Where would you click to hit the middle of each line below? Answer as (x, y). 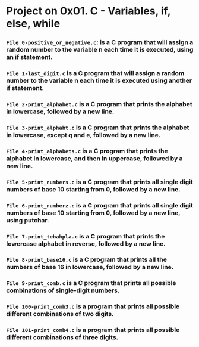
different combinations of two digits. (60, 314)
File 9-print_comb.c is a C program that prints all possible (91, 283)
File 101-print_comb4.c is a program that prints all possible (93, 330)
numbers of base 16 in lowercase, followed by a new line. (90, 267)
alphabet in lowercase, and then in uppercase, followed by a (94, 158)
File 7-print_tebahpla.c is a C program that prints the (86, 236)
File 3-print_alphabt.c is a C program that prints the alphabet (98, 128)
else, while (33, 24)
